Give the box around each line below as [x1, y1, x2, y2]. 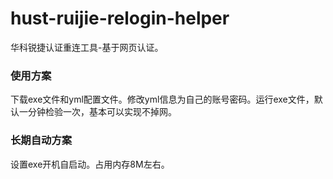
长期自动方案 [10, 133, 73, 147]
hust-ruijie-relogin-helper [10, 7, 230, 30]
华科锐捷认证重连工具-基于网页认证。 [10, 41, 164, 53]
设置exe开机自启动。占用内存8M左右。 [10, 158, 170, 170]
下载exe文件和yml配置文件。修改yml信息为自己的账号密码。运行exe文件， [10, 93, 315, 106]
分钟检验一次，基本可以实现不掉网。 [27, 106, 177, 118]
